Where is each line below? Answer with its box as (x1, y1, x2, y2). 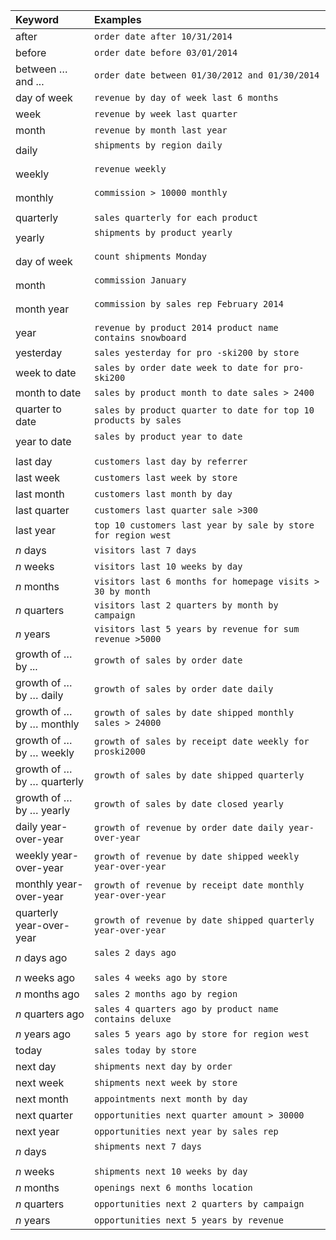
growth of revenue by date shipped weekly (94, 851, 300, 862)
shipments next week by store (94, 1077, 238, 1088)
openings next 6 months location (94, 1182, 253, 1193)
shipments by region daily (94, 140, 223, 151)
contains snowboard (94, 332, 187, 343)
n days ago (15, 951, 68, 964)
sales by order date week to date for (94, 362, 279, 373)
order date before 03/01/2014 (94, 47, 238, 58)
